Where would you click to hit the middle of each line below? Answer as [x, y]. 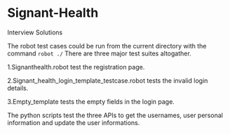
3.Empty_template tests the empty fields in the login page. [91, 101]
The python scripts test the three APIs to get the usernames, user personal [115, 115]
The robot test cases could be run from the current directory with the [107, 46]
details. [18, 88]
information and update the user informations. [74, 122]
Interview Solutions [35, 32]
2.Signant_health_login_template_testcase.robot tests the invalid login [108, 80]
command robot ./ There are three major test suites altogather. [99, 53]
